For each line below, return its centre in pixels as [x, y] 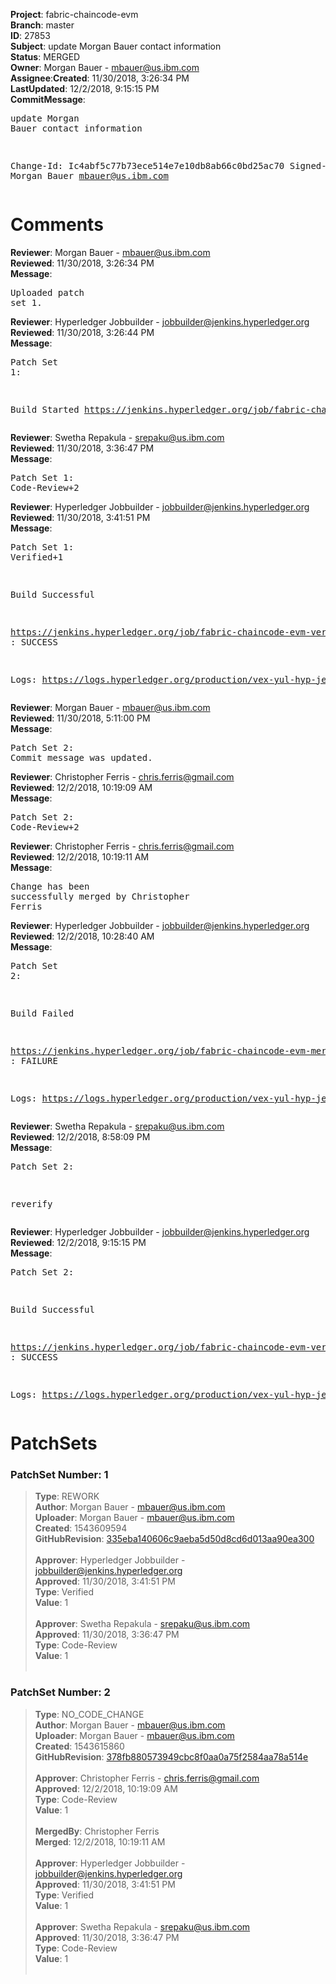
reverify [31, 1203]
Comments [57, 225]
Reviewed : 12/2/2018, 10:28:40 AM [82, 936]
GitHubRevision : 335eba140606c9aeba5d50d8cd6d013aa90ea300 [174, 1539]
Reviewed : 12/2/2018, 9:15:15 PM [78, 1242]
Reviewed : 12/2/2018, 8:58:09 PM [80, 1136]
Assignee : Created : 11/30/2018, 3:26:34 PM [100, 78]
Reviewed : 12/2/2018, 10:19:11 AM [80, 856]
